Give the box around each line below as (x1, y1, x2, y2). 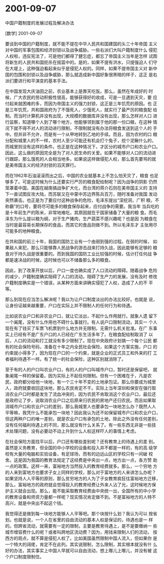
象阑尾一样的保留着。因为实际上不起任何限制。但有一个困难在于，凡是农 (5, 372, 152, 378)
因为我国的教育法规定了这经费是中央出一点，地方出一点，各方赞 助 (22, 457, 158, 463)
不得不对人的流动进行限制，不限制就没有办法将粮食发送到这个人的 (18, 125, 152, 131)
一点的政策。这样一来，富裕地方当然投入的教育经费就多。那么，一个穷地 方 (5, 463, 158, 469)
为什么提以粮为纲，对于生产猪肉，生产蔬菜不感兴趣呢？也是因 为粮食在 (13, 215, 158, 222)
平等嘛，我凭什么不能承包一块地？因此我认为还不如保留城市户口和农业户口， (5, 409, 161, 415)
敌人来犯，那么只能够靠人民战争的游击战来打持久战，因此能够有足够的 (9, 244, 152, 250)
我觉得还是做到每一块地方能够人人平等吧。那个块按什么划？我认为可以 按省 (5, 510, 158, 516)
